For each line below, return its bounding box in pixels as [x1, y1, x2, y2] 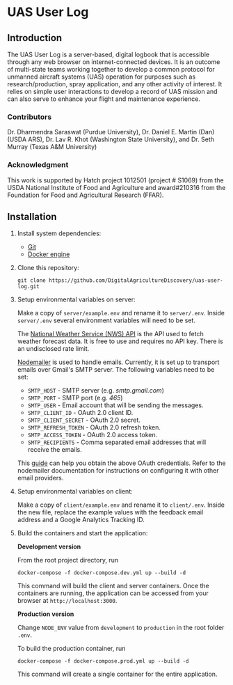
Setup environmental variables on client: [17, 487, 134, 496]
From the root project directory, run [17, 556, 119, 565]
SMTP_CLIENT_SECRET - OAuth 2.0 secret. [27, 416, 141, 425]
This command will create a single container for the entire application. [17, 670, 218, 679]
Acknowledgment [7, 160, 69, 170]
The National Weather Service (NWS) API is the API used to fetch [17, 330, 204, 338]
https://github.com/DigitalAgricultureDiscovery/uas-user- [48, 277, 224, 284]
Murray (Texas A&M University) [7, 143, 97, 151]
